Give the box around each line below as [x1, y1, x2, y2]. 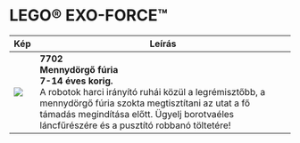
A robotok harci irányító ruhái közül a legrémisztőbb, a [39, 85, 266, 98]
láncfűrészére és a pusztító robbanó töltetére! [39, 119, 231, 131]
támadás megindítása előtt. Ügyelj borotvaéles [39, 107, 235, 120]
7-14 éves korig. [39, 75, 113, 87]
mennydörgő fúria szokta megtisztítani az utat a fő [39, 97, 251, 109]
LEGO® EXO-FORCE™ [9, 5, 168, 26]
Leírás [149, 37, 177, 50]
